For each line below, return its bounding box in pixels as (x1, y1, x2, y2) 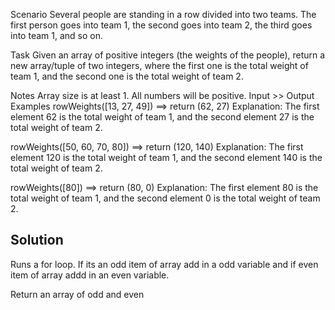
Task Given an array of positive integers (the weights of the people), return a (10, 49, 326, 61)
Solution (10, 232, 64, 249)
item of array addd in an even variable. (10, 269, 170, 281)
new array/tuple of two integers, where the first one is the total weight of (10, 60, 309, 71)
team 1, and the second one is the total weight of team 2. (10, 70, 244, 82)
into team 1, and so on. (10, 30, 103, 41)
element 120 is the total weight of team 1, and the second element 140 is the (10, 152, 323, 163)
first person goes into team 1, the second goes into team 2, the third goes (10, 19, 313, 31)
